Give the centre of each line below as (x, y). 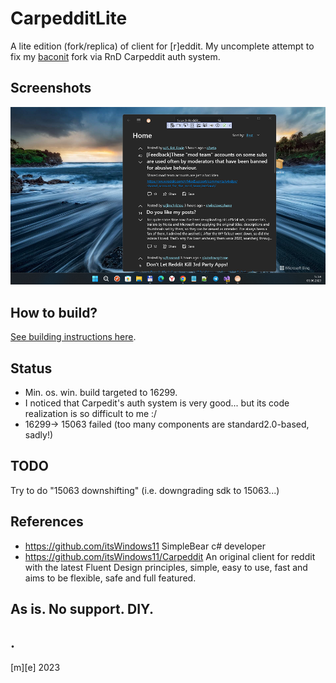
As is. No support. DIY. (82, 609)
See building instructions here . (73, 337)
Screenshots (51, 88)
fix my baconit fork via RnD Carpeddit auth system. (115, 56)
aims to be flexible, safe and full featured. (110, 578)
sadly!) (39, 435)
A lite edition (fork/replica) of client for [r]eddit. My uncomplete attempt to (162, 46)
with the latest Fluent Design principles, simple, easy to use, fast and (166, 567)
